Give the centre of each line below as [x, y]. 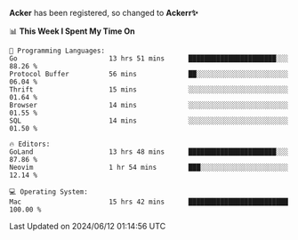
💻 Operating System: [49, 192]
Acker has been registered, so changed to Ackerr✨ [104, 13]
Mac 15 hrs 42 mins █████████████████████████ [149, 202]
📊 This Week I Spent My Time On [72, 31]
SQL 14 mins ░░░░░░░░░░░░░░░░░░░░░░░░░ [149, 121]
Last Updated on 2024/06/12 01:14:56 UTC [88, 226]
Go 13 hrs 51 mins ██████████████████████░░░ [149, 59]
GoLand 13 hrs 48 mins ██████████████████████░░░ [149, 152]
